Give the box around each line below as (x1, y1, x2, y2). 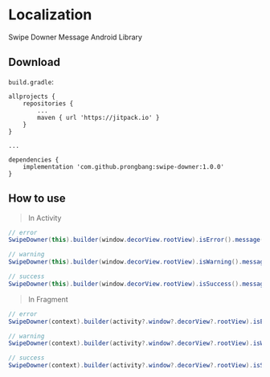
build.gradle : (8, 76, 54, 86)
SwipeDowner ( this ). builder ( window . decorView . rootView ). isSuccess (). (8, 280, 243, 288)
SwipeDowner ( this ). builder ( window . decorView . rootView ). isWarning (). (8, 258, 243, 266)
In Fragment (27, 294, 68, 304)
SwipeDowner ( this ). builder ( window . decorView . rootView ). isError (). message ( (8, 236, 264, 244)
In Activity (27, 213, 62, 223)
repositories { (22, 99, 74, 108)
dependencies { (8, 155, 59, 164)
